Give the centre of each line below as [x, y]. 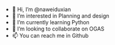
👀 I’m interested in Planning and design [61, 16]
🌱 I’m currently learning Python [51, 22]
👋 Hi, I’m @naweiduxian [41, 9]
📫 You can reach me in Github [50, 36]
